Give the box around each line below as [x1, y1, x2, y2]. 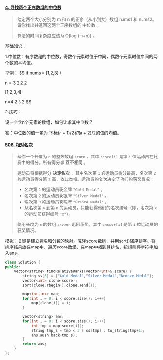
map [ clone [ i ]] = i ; [31, 301, 71, 306]
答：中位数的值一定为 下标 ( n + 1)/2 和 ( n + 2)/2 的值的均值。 [5, 130, 122, 135]
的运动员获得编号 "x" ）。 [24, 211, 73, 217]
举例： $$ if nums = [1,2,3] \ [5, 70, 61, 76]
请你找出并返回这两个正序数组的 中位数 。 [17, 22, 101, 28]
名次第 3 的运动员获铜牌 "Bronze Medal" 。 [24, 199, 109, 205]
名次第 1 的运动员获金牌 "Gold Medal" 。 [24, 186, 105, 193]
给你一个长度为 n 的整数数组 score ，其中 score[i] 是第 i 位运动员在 [17, 154, 154, 159]
